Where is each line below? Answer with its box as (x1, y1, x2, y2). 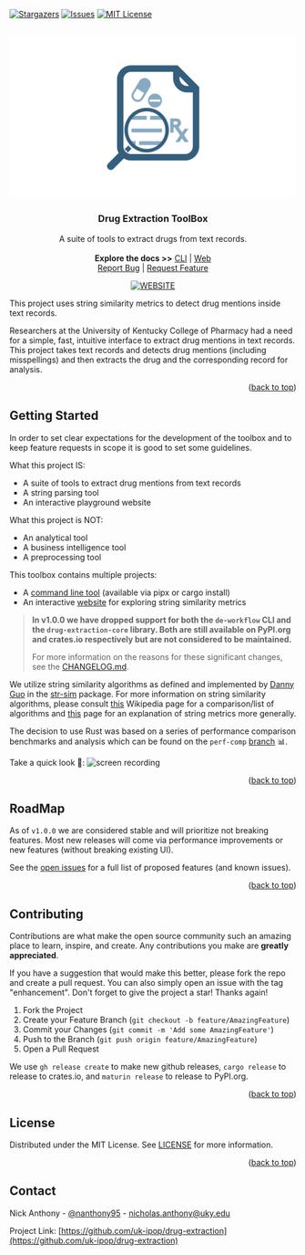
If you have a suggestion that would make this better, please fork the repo (9, 967, 286, 978)
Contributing (9, 906, 84, 922)
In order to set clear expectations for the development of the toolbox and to (9, 432, 292, 443)
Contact (9, 1183, 56, 1199)
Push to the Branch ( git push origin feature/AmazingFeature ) (22, 1034, 258, 1045)
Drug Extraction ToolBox (97, 213, 208, 225)
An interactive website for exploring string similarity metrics (22, 596, 247, 607)
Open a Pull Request (22, 1043, 100, 1054)
